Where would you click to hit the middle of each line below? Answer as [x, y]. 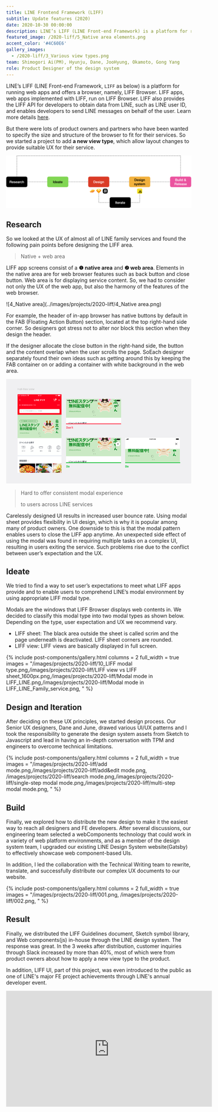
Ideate [18, 571]
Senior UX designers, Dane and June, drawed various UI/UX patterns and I [96, 728]
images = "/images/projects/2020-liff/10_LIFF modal [69, 664]
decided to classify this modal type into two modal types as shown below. [95, 616]
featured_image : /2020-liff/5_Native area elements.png [76, 37]
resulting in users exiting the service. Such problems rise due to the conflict [98, 547]
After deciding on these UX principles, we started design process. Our [91, 722]
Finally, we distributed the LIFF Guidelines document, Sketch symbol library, [98, 934]
